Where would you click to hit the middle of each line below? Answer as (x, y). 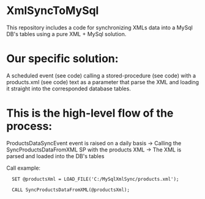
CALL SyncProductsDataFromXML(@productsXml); (71, 190)
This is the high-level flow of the (90, 113)
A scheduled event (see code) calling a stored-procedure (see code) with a (101, 75)
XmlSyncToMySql (53, 11)
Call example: (24, 168)
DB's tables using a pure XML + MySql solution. (66, 34)
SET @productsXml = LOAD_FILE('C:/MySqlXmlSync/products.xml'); (95, 179)
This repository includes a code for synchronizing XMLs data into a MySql (99, 27)
